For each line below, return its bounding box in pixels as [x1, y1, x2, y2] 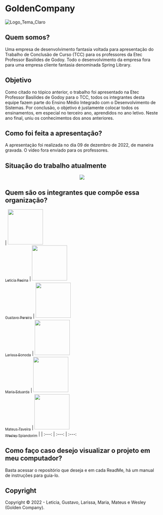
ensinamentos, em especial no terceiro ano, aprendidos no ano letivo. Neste [5, 110, 158, 115]
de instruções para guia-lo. [5, 472, 60, 478]
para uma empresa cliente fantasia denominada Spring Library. [5, 62, 132, 67]
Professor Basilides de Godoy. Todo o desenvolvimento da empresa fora [5, 57, 150, 63]
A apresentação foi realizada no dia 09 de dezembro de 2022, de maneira [5, 142, 154, 148]
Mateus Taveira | [5, 425, 34, 432]
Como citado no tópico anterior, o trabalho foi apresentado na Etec [5, 89, 140, 95]
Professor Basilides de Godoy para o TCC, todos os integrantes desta [5, 94, 145, 100]
